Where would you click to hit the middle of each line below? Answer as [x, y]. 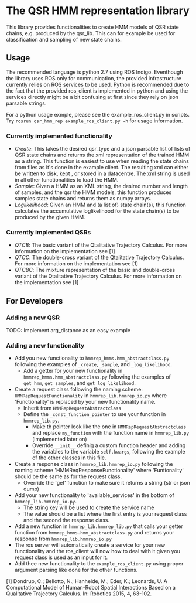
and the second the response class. [66, 520]
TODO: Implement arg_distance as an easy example [68, 331]
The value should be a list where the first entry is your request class [105, 514]
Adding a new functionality [45, 345]
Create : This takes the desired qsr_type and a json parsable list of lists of [102, 149]
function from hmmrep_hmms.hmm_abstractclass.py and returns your [94, 533]
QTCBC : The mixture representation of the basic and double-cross [95, 270]
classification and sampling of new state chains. [64, 39]
